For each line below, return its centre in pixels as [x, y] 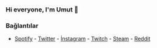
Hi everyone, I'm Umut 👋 [42, 10]
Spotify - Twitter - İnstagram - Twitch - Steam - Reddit [82, 39]
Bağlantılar [22, 25]
